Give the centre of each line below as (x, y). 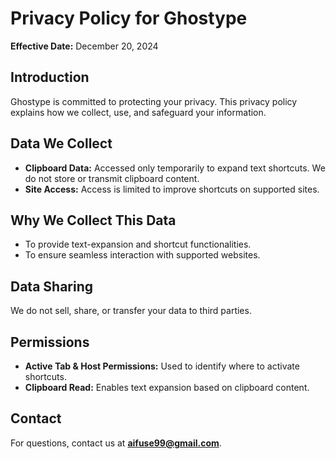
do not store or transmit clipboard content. (112, 178)
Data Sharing (52, 286)
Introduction (50, 77)
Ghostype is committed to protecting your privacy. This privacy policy (154, 101)
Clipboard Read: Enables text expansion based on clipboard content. (167, 387)
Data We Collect (61, 143)
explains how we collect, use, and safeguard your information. (138, 112)
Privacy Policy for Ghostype (129, 18)
